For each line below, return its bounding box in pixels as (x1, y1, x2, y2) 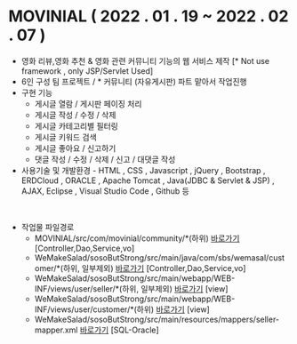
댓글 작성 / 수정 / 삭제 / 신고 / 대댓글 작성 (34, 154, 176, 164)
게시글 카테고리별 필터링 (34, 120, 119, 131)
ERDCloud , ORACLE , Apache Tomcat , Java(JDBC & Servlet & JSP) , (20, 175, 275, 186)
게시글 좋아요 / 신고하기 (34, 142, 116, 153)
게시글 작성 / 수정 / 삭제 (34, 109, 116, 120)
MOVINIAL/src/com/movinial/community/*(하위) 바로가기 (34, 233, 240, 244)
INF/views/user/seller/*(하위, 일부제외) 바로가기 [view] (34, 283, 229, 294)
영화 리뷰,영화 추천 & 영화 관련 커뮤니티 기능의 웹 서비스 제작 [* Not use (20, 55, 270, 66)
